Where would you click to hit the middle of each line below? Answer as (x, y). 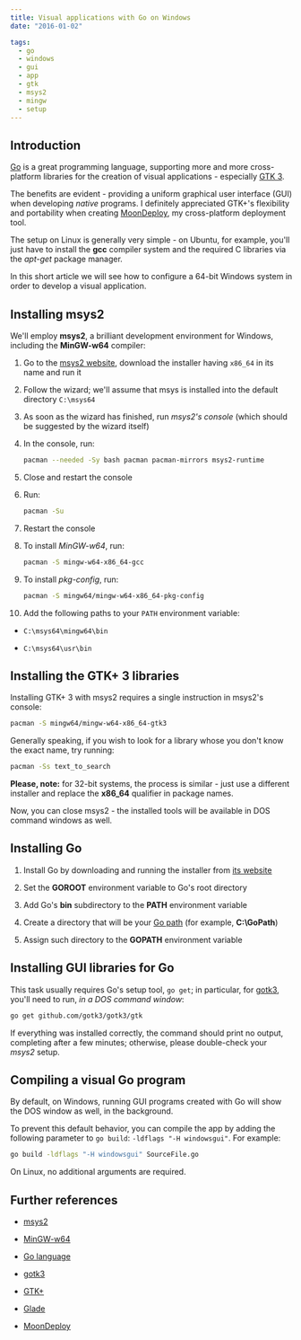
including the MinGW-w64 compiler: (78, 345)
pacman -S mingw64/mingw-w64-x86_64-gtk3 (89, 724)
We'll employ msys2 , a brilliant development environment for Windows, (142, 336)
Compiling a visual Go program (98, 1080)
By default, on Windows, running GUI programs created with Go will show (146, 1102)
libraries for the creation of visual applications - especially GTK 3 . (163, 177)
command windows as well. (61, 820)
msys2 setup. (35, 1052)
